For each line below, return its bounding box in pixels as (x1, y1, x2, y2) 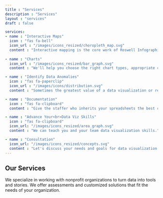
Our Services (5, 164, 46, 172)
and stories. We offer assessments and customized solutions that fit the (5, 182, 148, 188)
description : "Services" (5, 12, 57, 17)
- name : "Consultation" (5, 137, 55, 142)
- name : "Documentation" (5, 97, 57, 102)
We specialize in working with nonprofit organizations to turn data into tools (5, 177, 156, 183)
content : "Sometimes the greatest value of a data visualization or (9, 88, 153, 93)
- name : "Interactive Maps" (5, 34, 64, 39)
